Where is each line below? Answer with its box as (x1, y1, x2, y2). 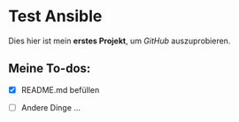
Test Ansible (8, 6, 103, 27)
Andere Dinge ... (20, 102, 81, 112)
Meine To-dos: (8, 61, 91, 76)
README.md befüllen (20, 84, 100, 95)
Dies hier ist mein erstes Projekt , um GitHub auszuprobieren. (8, 35, 231, 46)
